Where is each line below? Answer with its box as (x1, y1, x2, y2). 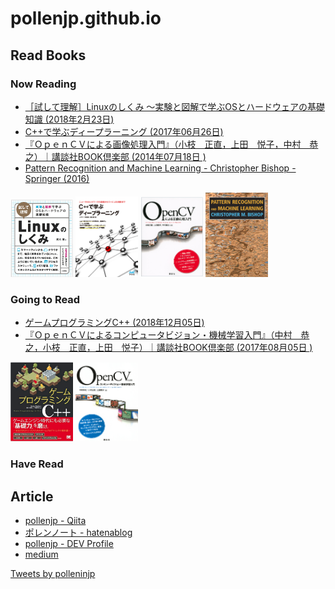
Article (10, 488, 54, 505)
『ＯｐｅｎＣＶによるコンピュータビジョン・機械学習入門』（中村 (24, 328, 293, 341)
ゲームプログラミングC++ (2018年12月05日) (24, 316, 205, 328)
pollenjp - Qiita (24, 515, 87, 527)
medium (24, 548, 59, 561)
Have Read (10, 457, 64, 471)
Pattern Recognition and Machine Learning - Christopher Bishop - (24, 162, 297, 174)
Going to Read (10, 292, 81, 306)
